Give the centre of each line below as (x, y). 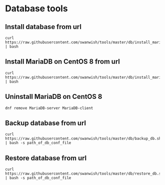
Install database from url (43, 27)
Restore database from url (46, 158)
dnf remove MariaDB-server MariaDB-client (49, 108)
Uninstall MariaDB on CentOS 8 (54, 97)
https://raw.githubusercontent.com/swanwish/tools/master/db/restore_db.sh (84, 174)
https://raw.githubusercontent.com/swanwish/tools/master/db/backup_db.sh (83, 139)
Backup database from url (46, 123)
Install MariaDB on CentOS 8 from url (63, 62)
